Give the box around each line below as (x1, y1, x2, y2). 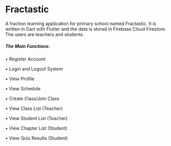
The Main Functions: (5, 43, 50, 49)
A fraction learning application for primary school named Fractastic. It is (5, 20, 157, 27)
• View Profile (5, 76, 35, 82)
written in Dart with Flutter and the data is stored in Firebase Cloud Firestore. (5, 26, 166, 32)
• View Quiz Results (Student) (5, 135, 68, 141)
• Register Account (5, 56, 46, 62)
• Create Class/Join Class (5, 95, 60, 102)
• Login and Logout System (5, 65, 63, 72)
